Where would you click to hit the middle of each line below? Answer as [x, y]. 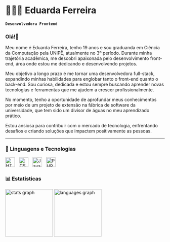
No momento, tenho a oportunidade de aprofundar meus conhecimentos [81, 100]
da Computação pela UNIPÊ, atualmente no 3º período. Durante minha [79, 53]
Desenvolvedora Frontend [31, 24]
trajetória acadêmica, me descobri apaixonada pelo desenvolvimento [77, 58]
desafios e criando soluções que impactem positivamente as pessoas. [78, 131]
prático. [13, 116]
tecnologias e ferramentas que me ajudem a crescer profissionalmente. [80, 90]
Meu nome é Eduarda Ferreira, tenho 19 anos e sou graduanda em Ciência [83, 48]
